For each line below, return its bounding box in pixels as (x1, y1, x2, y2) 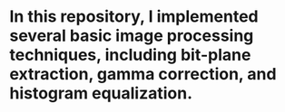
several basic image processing (9, 25, 254, 46)
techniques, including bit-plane (9, 45, 251, 65)
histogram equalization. (9, 83, 193, 104)
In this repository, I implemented (9, 6, 259, 27)
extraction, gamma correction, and (9, 64, 277, 85)
